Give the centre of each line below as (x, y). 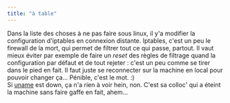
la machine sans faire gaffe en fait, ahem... (68, 92)
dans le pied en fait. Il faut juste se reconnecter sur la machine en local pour (115, 70)
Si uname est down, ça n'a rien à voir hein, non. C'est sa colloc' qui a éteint (114, 84)
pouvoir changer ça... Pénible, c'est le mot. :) (71, 77)
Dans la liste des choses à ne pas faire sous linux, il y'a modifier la (101, 33)
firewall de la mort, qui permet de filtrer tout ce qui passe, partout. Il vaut (111, 48)
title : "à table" (32, 13)
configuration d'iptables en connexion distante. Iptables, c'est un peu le (109, 40)
